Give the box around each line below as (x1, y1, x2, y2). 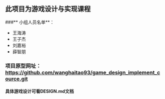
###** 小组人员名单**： (5, 19, 54, 25)
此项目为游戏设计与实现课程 (5, 5, 91, 14)
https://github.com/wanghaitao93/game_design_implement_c (5, 69, 160, 76)
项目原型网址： (5, 62, 41, 69)
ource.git (5, 75, 28, 82)
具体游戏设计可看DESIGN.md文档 (5, 88, 74, 94)
